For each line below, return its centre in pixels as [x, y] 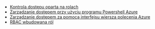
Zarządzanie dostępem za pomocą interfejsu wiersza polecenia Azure [80, 17]
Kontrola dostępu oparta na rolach [44, 7]
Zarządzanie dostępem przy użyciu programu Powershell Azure [74, 12]
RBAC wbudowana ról [31, 22]
